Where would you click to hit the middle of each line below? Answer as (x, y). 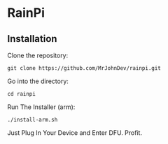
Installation (32, 39)
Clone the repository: (38, 55)
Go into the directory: (38, 81)
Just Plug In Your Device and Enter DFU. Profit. (75, 133)
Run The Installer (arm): (41, 107)
